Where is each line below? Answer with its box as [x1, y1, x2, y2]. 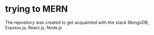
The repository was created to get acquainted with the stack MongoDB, [5, 19, 149, 25]
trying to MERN [5, 3, 68, 15]
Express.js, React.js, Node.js [5, 24, 63, 30]
